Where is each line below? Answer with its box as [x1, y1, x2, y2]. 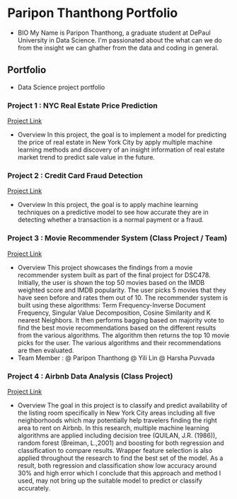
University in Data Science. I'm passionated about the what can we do [17, 35, 223, 44]
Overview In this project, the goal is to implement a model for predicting [17, 130, 227, 139]
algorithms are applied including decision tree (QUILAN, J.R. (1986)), [17, 431, 217, 439]
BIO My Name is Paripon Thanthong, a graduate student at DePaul [17, 28, 211, 37]
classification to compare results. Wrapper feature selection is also [17, 446, 213, 454]
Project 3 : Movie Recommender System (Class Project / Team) [7, 233, 228, 243]
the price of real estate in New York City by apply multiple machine [17, 138, 213, 147]
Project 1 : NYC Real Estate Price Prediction [7, 101, 158, 111]
